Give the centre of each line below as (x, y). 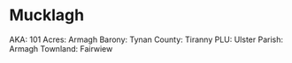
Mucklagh (47, 15)
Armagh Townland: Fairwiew (61, 48)
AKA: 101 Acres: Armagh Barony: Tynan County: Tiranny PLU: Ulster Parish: (146, 39)
